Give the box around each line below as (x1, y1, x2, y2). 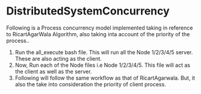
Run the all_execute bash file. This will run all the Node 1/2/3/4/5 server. (14, 48, 193, 55)
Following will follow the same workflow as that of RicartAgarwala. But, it (14, 74, 196, 81)
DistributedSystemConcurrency (6, 4, 170, 18)
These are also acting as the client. (14, 55, 102, 62)
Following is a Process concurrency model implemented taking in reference (6, 24, 193, 31)
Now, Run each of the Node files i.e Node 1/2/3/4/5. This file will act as (14, 61, 191, 69)
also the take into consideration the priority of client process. (14, 80, 167, 88)
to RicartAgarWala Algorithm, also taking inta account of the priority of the (6, 30, 190, 37)
